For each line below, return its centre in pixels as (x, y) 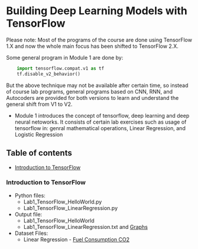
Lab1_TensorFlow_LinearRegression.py (71, 208)
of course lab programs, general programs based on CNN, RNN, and (90, 91)
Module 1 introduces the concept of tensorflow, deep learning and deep (102, 115)
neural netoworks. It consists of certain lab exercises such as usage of (100, 122)
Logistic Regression (39, 134)
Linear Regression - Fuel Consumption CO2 (77, 239)
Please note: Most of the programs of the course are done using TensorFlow (99, 40)
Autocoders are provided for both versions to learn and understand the (92, 98)
